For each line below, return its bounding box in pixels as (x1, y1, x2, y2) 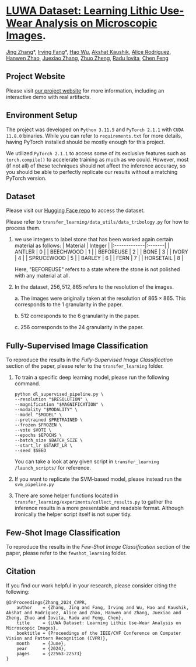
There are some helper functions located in (14, 492, 118, 499)
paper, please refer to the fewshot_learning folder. (6, 549, 127, 556)
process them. (6, 224, 41, 232)
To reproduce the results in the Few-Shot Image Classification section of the (6, 543, 190, 550)
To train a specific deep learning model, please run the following (14, 374, 169, 381)
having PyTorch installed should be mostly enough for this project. (6, 138, 165, 145)
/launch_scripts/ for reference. (14, 464, 92, 471)
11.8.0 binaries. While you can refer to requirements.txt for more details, (6, 132, 183, 139)
